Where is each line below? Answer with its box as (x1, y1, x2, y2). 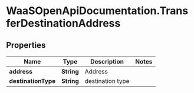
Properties (6, 40, 46, 50)
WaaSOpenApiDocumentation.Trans (6, 4, 189, 18)
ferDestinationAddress (6, 16, 121, 30)
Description (90, 58, 124, 65)
